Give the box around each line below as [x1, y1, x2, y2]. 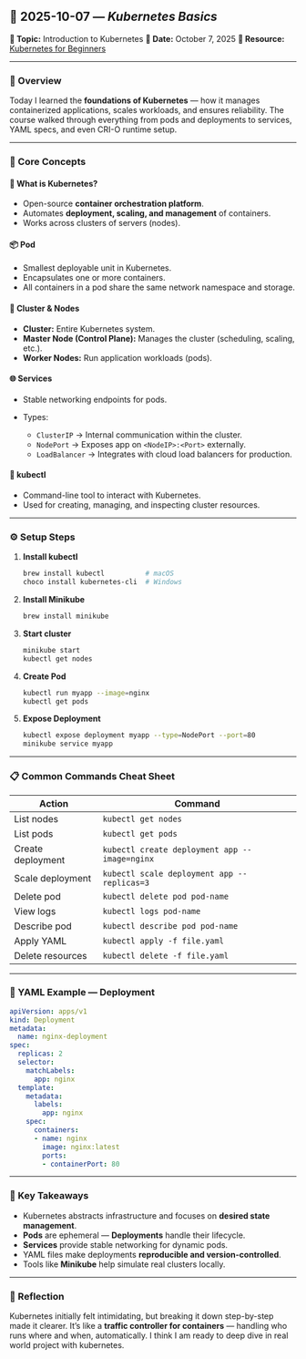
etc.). [22, 343, 43, 354]
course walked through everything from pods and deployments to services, [9, 115, 292, 126]
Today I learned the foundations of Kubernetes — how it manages [9, 95, 260, 106]
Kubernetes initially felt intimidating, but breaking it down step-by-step [9, 1311, 274, 1322]
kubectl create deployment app [102, 844, 239, 855]
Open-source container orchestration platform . [22, 198, 205, 210]
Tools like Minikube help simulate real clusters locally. [22, 1259, 226, 1270]
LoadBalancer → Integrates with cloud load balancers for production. [36, 448, 293, 459]
